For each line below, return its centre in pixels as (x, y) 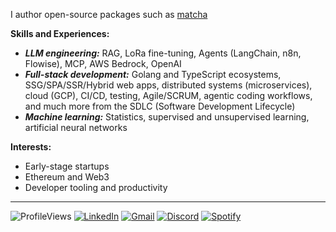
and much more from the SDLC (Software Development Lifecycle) (160, 106)
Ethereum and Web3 (67, 177)
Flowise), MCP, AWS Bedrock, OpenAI (103, 63)
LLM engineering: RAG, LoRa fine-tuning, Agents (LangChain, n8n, (163, 53)
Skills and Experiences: (60, 33)
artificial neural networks (76, 127)
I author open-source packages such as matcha (109, 14)
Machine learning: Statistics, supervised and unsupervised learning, (167, 117)
